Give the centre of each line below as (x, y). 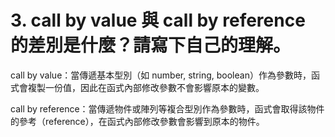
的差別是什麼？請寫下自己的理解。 (151, 45)
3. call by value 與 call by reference (158, 20)
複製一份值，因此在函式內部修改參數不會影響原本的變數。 (146, 87)
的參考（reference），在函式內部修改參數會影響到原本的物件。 (137, 121)
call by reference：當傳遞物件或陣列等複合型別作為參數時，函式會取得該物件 (167, 108)
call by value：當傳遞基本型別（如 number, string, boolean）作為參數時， (161, 75)
